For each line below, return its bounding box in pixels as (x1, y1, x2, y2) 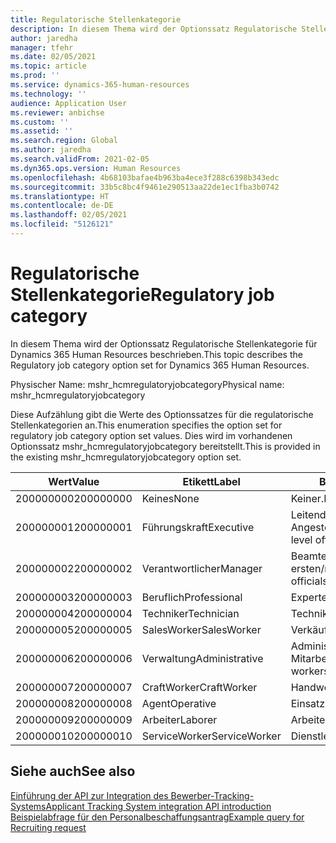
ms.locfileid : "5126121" (10, 219, 114, 230)
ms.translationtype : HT (10, 191, 110, 201)
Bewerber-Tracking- (170, 789, 255, 801)
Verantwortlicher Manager (141, 561, 263, 575)
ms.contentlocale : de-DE (10, 201, 114, 211)
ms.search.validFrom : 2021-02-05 (10, 154, 150, 164)
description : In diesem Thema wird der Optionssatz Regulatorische (10, 24, 298, 34)
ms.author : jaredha (10, 145, 92, 155)
